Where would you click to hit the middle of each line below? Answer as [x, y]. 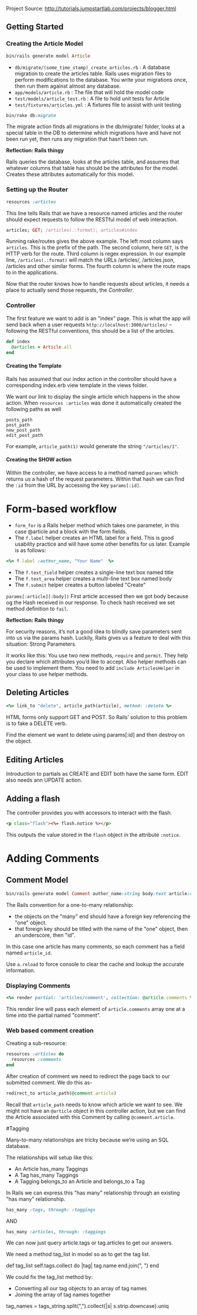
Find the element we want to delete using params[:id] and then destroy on [95, 735]
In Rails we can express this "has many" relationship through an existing [93, 1193]
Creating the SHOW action [39, 460]
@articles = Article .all [42, 347]
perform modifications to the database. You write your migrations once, [101, 79]
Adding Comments [53, 859]
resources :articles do [35, 1054]
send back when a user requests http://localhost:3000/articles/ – [89, 324]
